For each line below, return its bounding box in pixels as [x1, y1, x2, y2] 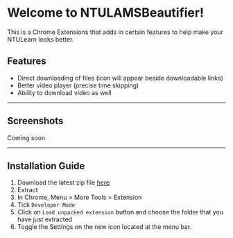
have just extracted [17, 215, 73, 223]
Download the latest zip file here [17, 178, 110, 187]
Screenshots [7, 115, 64, 127]
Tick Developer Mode [17, 201, 76, 209]
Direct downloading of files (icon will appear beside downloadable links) [17, 74, 224, 82]
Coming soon [7, 133, 46, 142]
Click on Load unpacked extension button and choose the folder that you [17, 208, 224, 216]
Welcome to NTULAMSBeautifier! [7, 5, 205, 21]
